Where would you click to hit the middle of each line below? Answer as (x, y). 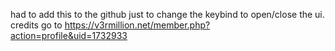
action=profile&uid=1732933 (69, 35)
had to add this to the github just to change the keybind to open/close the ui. (167, 14)
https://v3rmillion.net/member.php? (137, 25)
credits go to (36, 25)
